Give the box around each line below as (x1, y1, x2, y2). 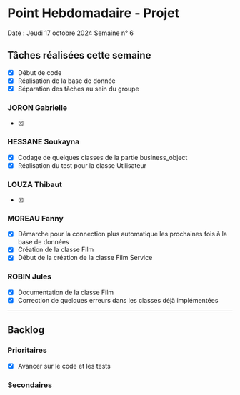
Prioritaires (7, 345, 48, 355)
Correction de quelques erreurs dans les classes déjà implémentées (17, 296, 219, 304)
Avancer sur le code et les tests (17, 361, 111, 370)
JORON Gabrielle (7, 102, 68, 112)
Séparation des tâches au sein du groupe (17, 84, 139, 93)
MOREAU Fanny (7, 213, 64, 223)
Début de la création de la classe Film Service (17, 254, 153, 262)
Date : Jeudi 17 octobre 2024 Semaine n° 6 (7, 29, 134, 37)
